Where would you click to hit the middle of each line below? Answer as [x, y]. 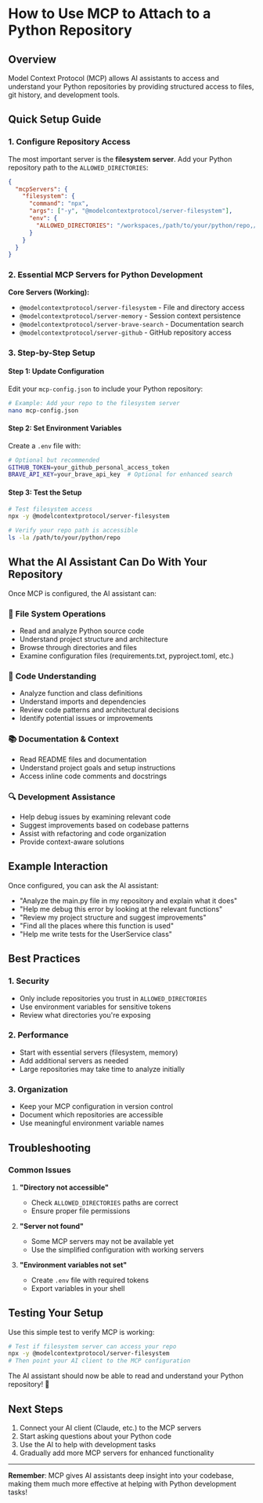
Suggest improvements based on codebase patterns [104, 825]
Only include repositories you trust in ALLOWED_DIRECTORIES [113, 998]
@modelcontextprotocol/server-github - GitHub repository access [126, 332]
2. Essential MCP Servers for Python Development [106, 275]
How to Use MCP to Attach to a [110, 14]
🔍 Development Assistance [62, 796]
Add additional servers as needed [74, 1060]
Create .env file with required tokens [90, 1280]
